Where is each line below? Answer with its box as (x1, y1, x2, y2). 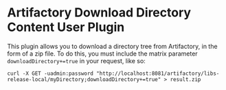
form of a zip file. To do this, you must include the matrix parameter (7, 49, 198, 58)
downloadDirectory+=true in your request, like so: (7, 56, 146, 65)
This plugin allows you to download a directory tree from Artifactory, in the (7, 42, 218, 50)
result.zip (170, 76, 201, 83)
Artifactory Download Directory (7, 5, 191, 21)
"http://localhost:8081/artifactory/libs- (95, 70, 220, 77)
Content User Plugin (7, 19, 125, 35)
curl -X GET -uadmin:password (7, 70, 94, 77)
